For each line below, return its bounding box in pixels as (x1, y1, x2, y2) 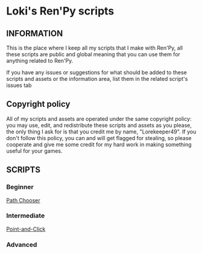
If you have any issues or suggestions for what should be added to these (6, 69, 187, 76)
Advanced (6, 240, 37, 249)
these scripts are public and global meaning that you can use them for (6, 51, 181, 58)
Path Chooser (6, 196, 40, 203)
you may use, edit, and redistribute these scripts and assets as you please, (6, 121, 192, 129)
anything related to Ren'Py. (6, 57, 74, 64)
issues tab (6, 82, 32, 89)
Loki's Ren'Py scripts (6, 4, 115, 18)
